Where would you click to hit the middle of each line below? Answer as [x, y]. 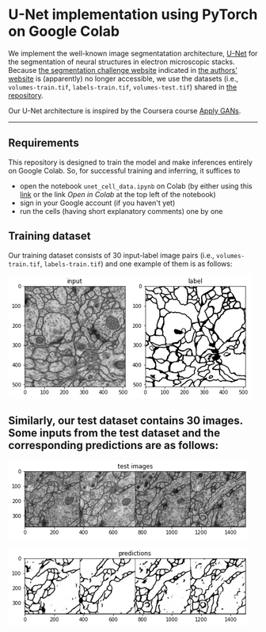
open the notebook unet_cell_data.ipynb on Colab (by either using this [136, 186]
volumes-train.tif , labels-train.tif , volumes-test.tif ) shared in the [123, 87]
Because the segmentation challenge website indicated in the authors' [123, 70]
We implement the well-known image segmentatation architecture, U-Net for [133, 53]
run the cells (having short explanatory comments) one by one [121, 211]
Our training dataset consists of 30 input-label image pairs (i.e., [112, 255]
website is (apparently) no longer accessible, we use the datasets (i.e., [123, 78]
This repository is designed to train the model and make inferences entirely [131, 162]
